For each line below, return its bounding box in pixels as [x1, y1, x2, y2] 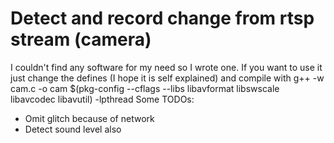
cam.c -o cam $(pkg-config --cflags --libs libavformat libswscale [10, 82, 280, 94]
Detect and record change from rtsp [10, 7, 315, 30]
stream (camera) [10, 28, 152, 51]
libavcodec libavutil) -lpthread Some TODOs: [10, 93, 195, 105]
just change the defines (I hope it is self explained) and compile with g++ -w [10, 72, 325, 84]
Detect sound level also [24, 123, 122, 135]
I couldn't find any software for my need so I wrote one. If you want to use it [10, 61, 323, 73]
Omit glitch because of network [24, 112, 155, 124]
